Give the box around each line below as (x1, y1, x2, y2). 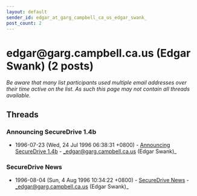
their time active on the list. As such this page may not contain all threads (6, 85, 190, 93)
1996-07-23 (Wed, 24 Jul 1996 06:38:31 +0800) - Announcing (15, 142, 170, 148)
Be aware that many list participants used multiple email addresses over (6, 79, 187, 87)
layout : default (6, 8, 47, 15)
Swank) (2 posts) (6, 59, 94, 73)
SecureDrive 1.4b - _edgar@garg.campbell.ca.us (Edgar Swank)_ (15, 148, 177, 155)
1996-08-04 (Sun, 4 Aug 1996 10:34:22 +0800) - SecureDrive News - (15, 177, 189, 184)
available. (6, 92, 31, 99)
